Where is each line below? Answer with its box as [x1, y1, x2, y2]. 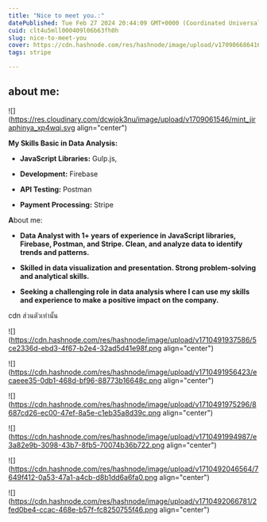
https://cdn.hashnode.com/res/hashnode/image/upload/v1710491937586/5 [10, 334, 257, 344]
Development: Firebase [19, 168, 99, 179]
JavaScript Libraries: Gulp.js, [19, 153, 118, 163]
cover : [8, 41, 30, 49]
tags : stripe [8, 48, 52, 56]
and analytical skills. [19, 271, 90, 280]
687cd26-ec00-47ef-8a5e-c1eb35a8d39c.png [8, 408, 161, 417]
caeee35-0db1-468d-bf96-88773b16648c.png [8, 375, 162, 385]
